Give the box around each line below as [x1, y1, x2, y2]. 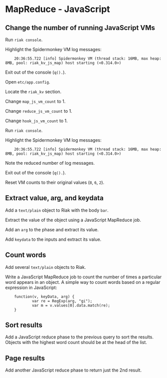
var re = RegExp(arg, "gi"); [31, 298, 93, 303]
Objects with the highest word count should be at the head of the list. [5, 339, 147, 345]
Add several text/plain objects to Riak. [5, 264, 86, 270]
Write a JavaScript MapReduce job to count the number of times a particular [5, 274, 162, 280]
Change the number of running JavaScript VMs [5, 24, 156, 32]
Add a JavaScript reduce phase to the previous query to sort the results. [5, 334, 154, 340]
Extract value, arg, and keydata [5, 194, 104, 202]
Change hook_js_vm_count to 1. [5, 118, 68, 124]
